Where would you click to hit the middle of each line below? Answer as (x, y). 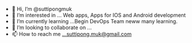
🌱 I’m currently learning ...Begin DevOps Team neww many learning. (95, 21)
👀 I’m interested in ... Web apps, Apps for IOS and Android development (99, 15)
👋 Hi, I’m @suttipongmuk (42, 9)
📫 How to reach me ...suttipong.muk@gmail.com (71, 34)
